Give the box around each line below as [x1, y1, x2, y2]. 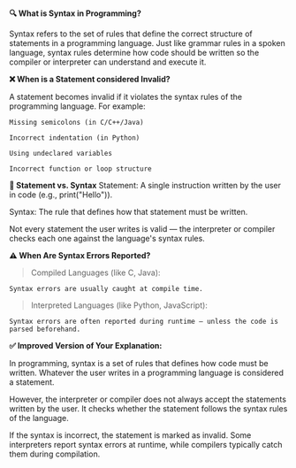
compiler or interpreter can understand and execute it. [9, 57, 207, 67]
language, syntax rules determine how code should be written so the [9, 48, 260, 58]
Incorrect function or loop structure [9, 165, 152, 173]
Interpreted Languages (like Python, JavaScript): [30, 300, 208, 311]
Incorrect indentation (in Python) [9, 134, 140, 142]
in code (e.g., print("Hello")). [9, 189, 113, 200]
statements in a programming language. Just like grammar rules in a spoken [9, 38, 285, 48]
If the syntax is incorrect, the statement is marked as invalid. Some [9, 430, 252, 441]
